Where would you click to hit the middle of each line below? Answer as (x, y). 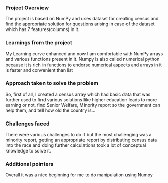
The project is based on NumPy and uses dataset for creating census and (82, 19)
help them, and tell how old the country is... (50, 110)
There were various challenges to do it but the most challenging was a (78, 135)
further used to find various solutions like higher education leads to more (81, 99)
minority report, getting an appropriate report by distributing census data (81, 140)
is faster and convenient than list (39, 70)
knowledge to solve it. (28, 151)
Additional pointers (29, 164)
